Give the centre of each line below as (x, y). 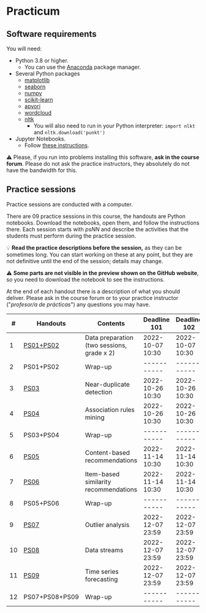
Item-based (102, 474)
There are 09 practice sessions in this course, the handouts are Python (96, 216)
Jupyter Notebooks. (40, 139)
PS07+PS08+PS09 (51, 596)
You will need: (24, 48)
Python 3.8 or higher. (42, 60)
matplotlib (37, 80)
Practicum (33, 11)
